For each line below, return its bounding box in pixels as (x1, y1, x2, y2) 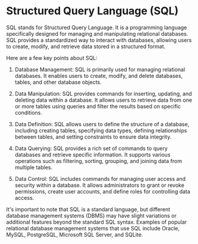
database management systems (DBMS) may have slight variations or (6, 212, 177, 219)
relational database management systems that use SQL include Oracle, (6, 224, 180, 232)
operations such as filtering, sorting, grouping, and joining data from (14, 157, 183, 164)
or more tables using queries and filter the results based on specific (14, 102, 181, 110)
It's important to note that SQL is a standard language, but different (6, 205, 171, 212)
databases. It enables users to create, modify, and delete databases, (14, 72, 183, 79)
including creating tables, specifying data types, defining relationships (14, 127, 187, 134)
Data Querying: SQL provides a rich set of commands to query (14, 145, 168, 152)
